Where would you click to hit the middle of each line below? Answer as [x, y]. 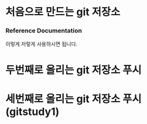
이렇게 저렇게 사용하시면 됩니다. [42, 44]
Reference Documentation [44, 31]
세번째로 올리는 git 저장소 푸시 [73, 99]
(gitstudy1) [33, 111]
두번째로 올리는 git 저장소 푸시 [73, 70]
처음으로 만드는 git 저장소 [63, 12]
